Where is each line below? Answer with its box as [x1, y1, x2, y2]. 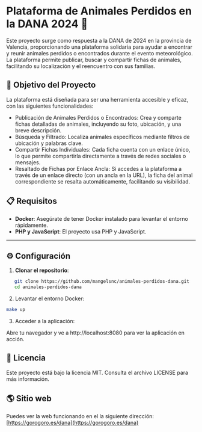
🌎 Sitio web [6, 393, 52, 404]
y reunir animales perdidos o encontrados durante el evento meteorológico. [6, 49, 194, 57]
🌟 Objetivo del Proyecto [6, 80, 96, 90]
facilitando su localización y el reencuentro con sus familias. [6, 62, 156, 70]
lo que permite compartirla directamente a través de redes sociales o [14, 152, 186, 159]
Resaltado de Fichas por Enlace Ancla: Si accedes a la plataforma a [14, 165, 182, 172]
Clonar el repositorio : [14, 267, 69, 274]
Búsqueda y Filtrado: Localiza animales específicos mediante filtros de [14, 133, 191, 140]
